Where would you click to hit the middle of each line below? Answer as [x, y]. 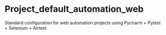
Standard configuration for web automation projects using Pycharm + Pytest [83, 23]
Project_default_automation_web [74, 9]
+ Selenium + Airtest [26, 28]
